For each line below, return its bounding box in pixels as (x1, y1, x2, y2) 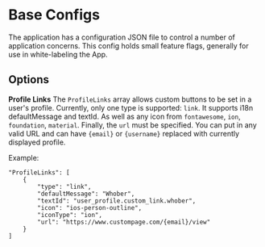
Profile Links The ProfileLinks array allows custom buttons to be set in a (8, 94, 252, 104)
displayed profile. (8, 137, 66, 147)
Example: (8, 153, 39, 162)
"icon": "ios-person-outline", (37, 203, 143, 211)
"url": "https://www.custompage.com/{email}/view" (37, 218, 211, 226)
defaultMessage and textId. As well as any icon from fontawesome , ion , (8, 111, 241, 121)
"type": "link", (37, 182, 92, 190)
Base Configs (8, 6, 101, 24)
